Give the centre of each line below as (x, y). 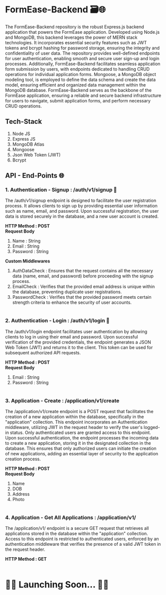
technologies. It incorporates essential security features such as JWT (76, 42)
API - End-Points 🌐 (35, 176)
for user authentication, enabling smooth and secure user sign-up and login (82, 58)
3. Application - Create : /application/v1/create (62, 401)
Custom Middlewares (28, 261)
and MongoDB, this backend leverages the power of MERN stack (71, 37)
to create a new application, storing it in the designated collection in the (78, 443)
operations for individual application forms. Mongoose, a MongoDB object (81, 74)
